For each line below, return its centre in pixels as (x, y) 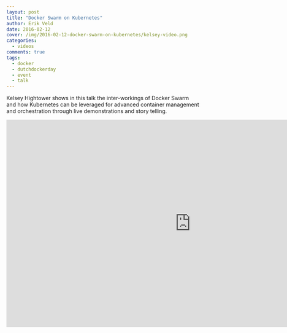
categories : (21, 41)
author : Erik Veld (30, 23)
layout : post (23, 12)
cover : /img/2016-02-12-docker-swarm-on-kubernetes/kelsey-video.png (97, 35)
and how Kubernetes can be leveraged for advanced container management (103, 104)
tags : (13, 58)
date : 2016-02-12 (29, 29)
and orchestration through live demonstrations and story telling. (87, 111)
